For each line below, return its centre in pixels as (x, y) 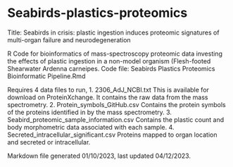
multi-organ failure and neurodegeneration (69, 39)
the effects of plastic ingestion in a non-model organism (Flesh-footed (109, 61)
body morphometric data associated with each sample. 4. (91, 127)
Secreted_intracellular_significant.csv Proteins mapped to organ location (112, 135)
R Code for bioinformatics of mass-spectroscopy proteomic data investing (115, 54)
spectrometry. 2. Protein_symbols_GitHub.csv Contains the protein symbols (117, 104)
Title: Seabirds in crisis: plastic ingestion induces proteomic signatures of (113, 32)
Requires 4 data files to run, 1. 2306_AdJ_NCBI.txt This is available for (108, 89)
